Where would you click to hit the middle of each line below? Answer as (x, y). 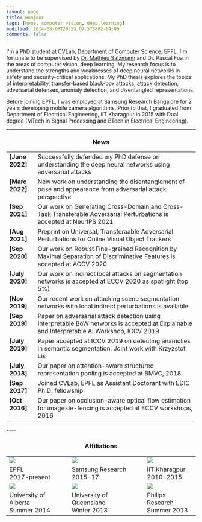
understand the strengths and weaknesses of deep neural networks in (93, 71)
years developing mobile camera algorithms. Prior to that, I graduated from (99, 108)
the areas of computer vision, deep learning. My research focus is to (91, 65)
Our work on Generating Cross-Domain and (99, 207)
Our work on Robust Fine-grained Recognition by (107, 249)
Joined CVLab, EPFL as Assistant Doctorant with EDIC (114, 383)
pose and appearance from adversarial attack (102, 189)
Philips (156, 495)
